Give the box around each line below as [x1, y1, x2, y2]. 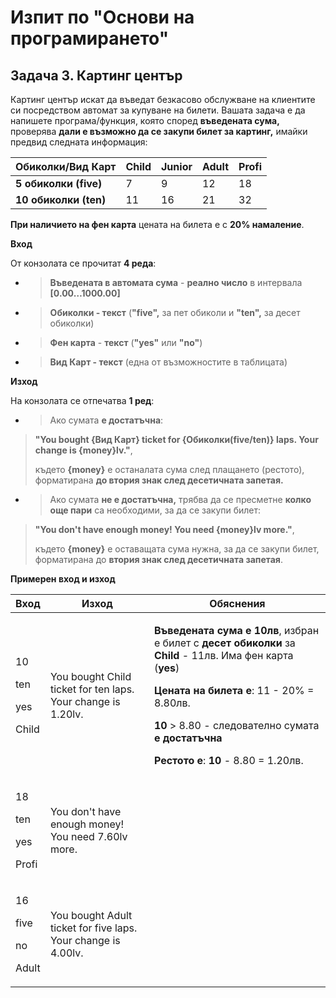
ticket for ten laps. [49, 682, 135, 696]
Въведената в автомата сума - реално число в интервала [49, 277, 303, 288]
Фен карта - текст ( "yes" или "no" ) [49, 337, 203, 348]
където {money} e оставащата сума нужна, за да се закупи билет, [34, 543, 320, 555]
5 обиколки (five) [15, 177, 103, 190]
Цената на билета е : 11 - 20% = [153, 684, 315, 697]
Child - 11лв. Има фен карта [153, 649, 294, 662]
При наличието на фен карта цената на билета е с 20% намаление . [10, 219, 305, 230]
